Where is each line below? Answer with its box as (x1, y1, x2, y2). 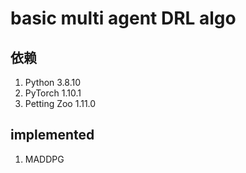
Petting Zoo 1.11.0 (24, 98, 97, 109)
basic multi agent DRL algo (10, 7, 237, 30)
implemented (10, 127, 95, 144)
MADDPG (24, 153, 65, 165)
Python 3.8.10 (24, 77, 82, 88)
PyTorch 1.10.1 (24, 87, 82, 99)
